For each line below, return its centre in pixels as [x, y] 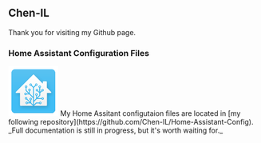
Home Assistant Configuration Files [79, 53]
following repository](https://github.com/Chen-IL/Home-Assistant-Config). [131, 122]
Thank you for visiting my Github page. [72, 32]
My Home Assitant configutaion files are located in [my [150, 113]
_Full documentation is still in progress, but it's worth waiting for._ [116, 130]
